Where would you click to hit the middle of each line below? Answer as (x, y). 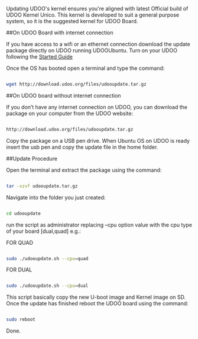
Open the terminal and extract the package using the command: (84, 170)
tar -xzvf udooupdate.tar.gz (42, 186)
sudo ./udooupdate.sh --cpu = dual (47, 286)
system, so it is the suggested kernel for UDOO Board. (72, 21)
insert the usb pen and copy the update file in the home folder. (82, 147)
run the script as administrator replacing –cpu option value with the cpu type (99, 225)
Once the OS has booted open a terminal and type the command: (85, 68)
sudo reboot (21, 319)
